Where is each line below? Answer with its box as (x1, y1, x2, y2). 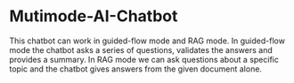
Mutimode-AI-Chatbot (9, 6, 178, 26)
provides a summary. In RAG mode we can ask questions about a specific (9, 54, 279, 64)
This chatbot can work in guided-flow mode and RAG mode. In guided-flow (9, 35, 285, 46)
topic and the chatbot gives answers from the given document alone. (9, 64, 263, 74)
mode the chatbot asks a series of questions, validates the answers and (9, 44, 274, 55)
